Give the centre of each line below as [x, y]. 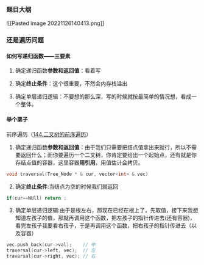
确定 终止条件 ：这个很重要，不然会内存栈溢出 [71, 84]
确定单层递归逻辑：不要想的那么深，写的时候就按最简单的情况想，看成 [103, 96]
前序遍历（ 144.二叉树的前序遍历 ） [49, 134]
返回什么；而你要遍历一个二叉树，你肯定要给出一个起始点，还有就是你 [108, 154]
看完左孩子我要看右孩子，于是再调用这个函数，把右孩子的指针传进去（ [103, 226]
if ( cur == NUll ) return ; [37, 198]
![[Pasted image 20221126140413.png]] [55, 23]
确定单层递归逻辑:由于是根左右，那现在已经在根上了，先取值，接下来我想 [107, 210]
